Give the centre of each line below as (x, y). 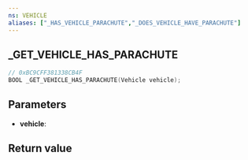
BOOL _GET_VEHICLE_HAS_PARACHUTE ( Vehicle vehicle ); (94, 80)
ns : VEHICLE (28, 15)
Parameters (37, 104)
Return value (40, 149)
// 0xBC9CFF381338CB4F (45, 73)
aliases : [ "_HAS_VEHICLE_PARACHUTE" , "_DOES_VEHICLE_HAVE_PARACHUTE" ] (125, 23)
